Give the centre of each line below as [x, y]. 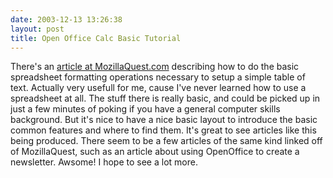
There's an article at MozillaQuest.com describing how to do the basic [155, 67]
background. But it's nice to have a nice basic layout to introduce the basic [164, 120]
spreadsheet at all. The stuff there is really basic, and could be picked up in [165, 98]
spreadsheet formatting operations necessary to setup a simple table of [158, 77]
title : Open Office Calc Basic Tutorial [96, 38]
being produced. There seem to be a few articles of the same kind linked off [166, 141]
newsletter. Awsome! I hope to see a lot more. [104, 162]
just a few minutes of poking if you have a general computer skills [145, 109]
